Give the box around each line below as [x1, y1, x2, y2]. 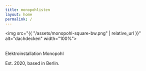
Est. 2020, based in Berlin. [5, 60, 59, 66]
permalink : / [5, 16, 32, 21]
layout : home [5, 12, 32, 17]
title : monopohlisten [5, 7, 50, 12]
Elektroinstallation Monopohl [5, 50, 64, 56]
